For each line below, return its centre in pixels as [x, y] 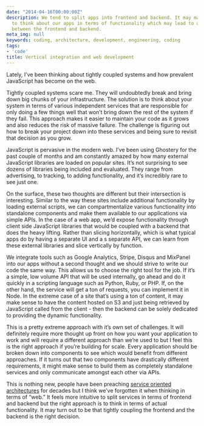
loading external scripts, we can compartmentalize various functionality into [101, 207]
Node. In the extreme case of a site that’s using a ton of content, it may [95, 296]
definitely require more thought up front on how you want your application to [102, 333]
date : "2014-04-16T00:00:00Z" [45, 12]
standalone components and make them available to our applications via [97, 213]
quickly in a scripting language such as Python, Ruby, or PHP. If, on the [95, 283]
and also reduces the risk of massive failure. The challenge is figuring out [98, 125]
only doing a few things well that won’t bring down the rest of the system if [100, 112]
